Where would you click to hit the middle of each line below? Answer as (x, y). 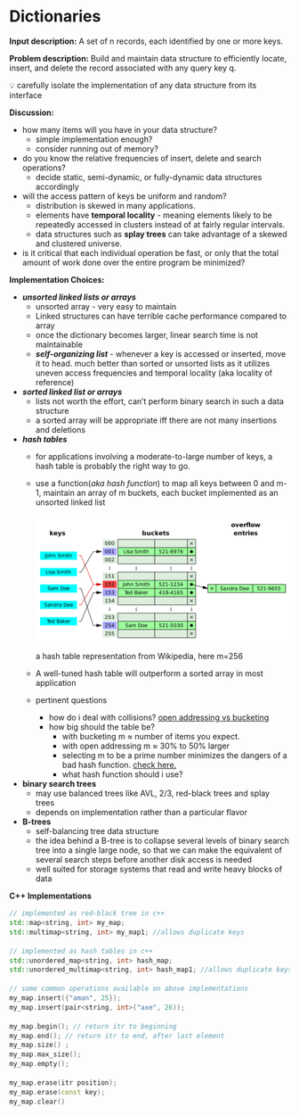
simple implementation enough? (94, 139)
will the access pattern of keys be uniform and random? (124, 196)
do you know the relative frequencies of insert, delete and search (142, 158)
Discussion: (32, 112)
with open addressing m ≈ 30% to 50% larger (145, 746)
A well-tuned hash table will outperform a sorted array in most (149, 673)
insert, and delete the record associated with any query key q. (123, 68)
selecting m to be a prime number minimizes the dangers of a (174, 756)
